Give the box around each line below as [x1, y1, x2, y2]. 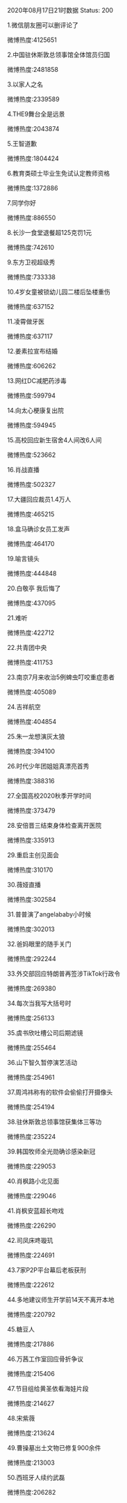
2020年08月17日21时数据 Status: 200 [7, 6, 113, 14]
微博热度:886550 [7, 213, 56, 222]
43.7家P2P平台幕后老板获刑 [7, 1266, 87, 1274]
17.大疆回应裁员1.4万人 [7, 495, 71, 504]
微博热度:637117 [7, 332, 53, 340]
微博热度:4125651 [7, 36, 58, 44]
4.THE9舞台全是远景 [7, 110, 65, 118]
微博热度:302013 [7, 925, 56, 933]
